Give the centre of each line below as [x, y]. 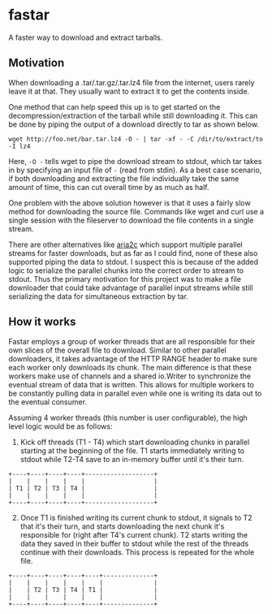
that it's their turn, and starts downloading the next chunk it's [122, 526]
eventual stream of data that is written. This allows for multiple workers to [131, 384]
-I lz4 [19, 146]
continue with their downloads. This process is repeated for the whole [137, 552]
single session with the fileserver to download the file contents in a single [131, 220]
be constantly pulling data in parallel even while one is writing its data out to [135, 393]
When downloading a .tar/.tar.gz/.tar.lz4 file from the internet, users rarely [132, 82]
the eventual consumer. [48, 402]
